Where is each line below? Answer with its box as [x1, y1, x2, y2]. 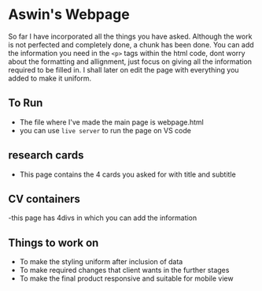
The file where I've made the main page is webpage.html [19, 117, 205, 127]
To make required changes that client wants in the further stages [19, 266, 230, 275]
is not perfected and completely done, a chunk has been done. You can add [8, 39, 254, 49]
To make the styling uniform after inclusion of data [19, 257, 183, 267]
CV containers [8, 192, 81, 206]
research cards [8, 148, 84, 162]
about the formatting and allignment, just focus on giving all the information [8, 57, 253, 66]
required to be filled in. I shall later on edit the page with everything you [8, 65, 239, 74]
